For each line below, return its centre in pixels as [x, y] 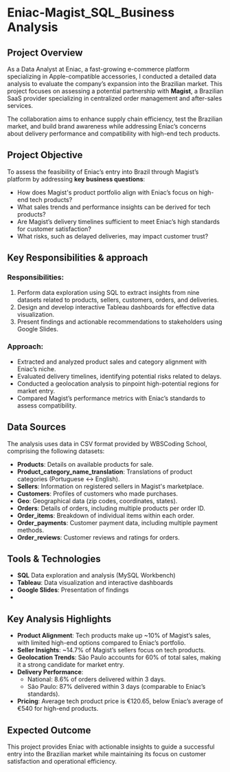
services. [20, 106]
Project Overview [45, 53]
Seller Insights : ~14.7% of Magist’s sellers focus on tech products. [111, 650]
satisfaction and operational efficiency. [62, 762]
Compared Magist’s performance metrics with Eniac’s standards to [111, 398]
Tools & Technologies [54, 559]
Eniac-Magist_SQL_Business [91, 13]
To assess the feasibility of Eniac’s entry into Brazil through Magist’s [103, 172]
